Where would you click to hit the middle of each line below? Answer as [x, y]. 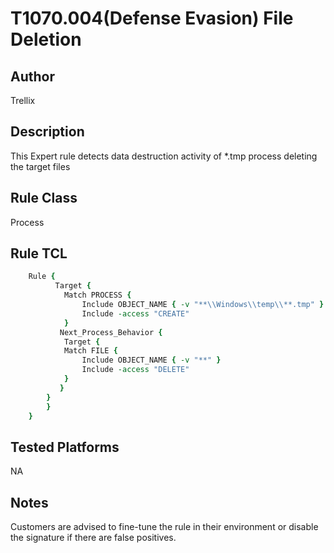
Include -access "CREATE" [135, 313]
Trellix [23, 100]
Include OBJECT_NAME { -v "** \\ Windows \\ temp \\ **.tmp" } [203, 305]
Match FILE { [90, 351]
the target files [40, 166]
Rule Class [44, 198]
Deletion [46, 39]
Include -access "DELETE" [135, 370]
